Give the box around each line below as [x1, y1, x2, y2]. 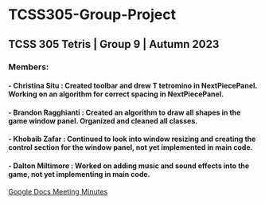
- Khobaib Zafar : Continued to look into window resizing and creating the [8, 134, 256, 144]
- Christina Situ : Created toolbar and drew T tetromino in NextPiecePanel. [8, 81, 258, 91]
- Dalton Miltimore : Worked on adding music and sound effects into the [8, 161, 250, 171]
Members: [8, 61, 49, 73]
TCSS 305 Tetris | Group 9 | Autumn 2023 [8, 37, 220, 51]
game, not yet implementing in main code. [8, 169, 150, 178]
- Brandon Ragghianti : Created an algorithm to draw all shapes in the [8, 108, 241, 117]
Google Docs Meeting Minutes [8, 187, 108, 197]
